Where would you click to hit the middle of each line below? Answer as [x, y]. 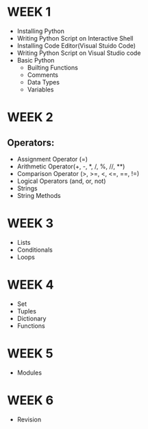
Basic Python [36, 60]
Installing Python [41, 31]
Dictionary [32, 318]
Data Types [44, 82]
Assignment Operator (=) [52, 159]
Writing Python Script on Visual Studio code [79, 53]
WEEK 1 [29, 12]
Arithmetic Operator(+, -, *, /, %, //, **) [71, 166]
